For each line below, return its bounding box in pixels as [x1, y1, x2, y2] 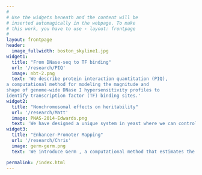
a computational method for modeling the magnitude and [6, 82, 149, 88]
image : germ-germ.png [11, 143, 66, 149]
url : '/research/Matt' [11, 109, 69, 115]
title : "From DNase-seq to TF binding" [11, 59, 112, 65]
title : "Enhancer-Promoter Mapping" [11, 132, 103, 138]
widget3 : [6, 126, 28, 132]
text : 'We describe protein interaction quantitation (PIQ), [11, 76, 168, 82]
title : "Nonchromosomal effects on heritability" [11, 103, 138, 110]
